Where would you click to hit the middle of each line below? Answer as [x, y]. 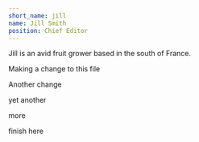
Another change [35, 84]
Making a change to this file [54, 69]
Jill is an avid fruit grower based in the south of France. [100, 54]
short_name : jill [37, 16]
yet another [27, 100]
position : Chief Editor [48, 30]
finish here [26, 131]
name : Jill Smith [37, 23]
